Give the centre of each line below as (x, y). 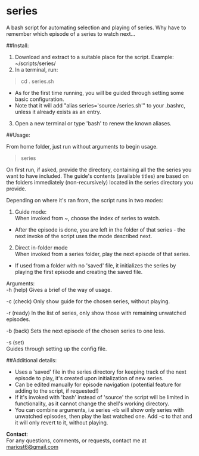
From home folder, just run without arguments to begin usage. (82, 146)
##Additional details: (32, 360)
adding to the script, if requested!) (57, 391)
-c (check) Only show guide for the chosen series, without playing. (88, 301)
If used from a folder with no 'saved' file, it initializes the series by (95, 265)
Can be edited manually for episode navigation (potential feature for (98, 384)
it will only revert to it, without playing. (61, 423)
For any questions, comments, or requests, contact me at (77, 440)
